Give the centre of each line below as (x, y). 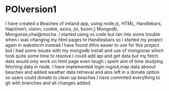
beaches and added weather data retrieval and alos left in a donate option (82, 72)
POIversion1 (31, 9)
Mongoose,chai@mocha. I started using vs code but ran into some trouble (83, 34)
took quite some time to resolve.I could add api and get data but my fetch (82, 56)
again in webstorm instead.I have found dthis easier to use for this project (82, 45)
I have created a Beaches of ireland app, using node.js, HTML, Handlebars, (84, 23)
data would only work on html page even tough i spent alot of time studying (84, 61)
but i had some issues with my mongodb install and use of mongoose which (84, 50)
